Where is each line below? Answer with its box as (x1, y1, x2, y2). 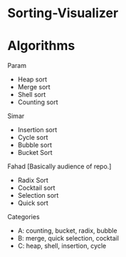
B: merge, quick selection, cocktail (17, 234, 120, 243)
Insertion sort (17, 126, 58, 134)
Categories (7, 213, 41, 221)
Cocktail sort (17, 183, 56, 192)
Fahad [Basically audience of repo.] (7, 162, 112, 171)
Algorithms (7, 38, 75, 54)
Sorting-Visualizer (7, 5, 119, 21)
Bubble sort (17, 141, 52, 149)
